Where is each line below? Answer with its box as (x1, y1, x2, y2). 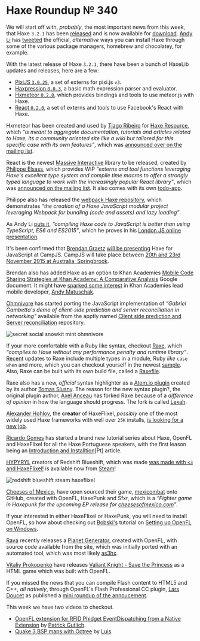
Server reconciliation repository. (6, 319, 85, 326)
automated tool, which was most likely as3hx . (6, 549, 118, 557)
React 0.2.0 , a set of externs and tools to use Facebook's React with (14, 104, 184, 111)
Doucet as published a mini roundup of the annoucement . (6, 591, 148, 599)
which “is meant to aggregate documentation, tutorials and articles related (6, 128, 191, 135)
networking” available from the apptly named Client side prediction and (6, 312, 182, 319)
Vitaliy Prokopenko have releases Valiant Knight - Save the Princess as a (6, 561, 184, 568)
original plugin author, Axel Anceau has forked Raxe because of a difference (6, 392, 193, 399)
